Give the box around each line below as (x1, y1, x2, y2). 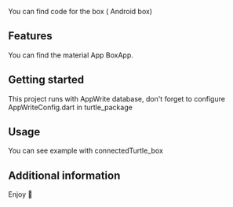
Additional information (8, 168, 121, 182)
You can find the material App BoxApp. (8, 50, 133, 60)
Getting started (8, 73, 85, 87)
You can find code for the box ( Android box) (8, 7, 153, 16)
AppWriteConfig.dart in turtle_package (8, 102, 133, 112)
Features (8, 29, 53, 43)
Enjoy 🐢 (8, 190, 33, 199)
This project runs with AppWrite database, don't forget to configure (8, 94, 226, 103)
